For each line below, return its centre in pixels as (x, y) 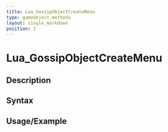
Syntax (20, 100)
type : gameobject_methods (38, 17)
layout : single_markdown (37, 23)
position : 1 (21, 28)
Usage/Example (37, 121)
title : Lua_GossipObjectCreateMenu (51, 12)
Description (28, 80)
